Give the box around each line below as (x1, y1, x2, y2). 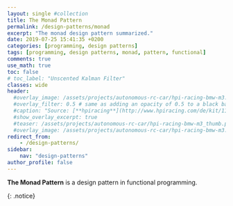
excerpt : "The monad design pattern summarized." (7, 29, 154, 37)
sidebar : (7, 146, 33, 153)
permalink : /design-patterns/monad (7, 23, 110, 30)
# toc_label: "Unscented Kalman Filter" (7, 74, 126, 82)
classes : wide (7, 81, 49, 88)
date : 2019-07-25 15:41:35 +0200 (7, 36, 104, 43)
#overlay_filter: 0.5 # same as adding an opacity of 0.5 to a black (13, 101, 218, 108)
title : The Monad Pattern (7, 17, 82, 24)
